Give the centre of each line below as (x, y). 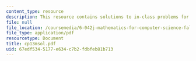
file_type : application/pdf (40, 33)
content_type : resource (35, 11)
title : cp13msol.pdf (31, 44)
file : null (19, 22)
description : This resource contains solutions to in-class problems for (98, 17)
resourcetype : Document (35, 38)
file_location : (24, 28)
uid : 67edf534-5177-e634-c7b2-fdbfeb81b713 (60, 49)
